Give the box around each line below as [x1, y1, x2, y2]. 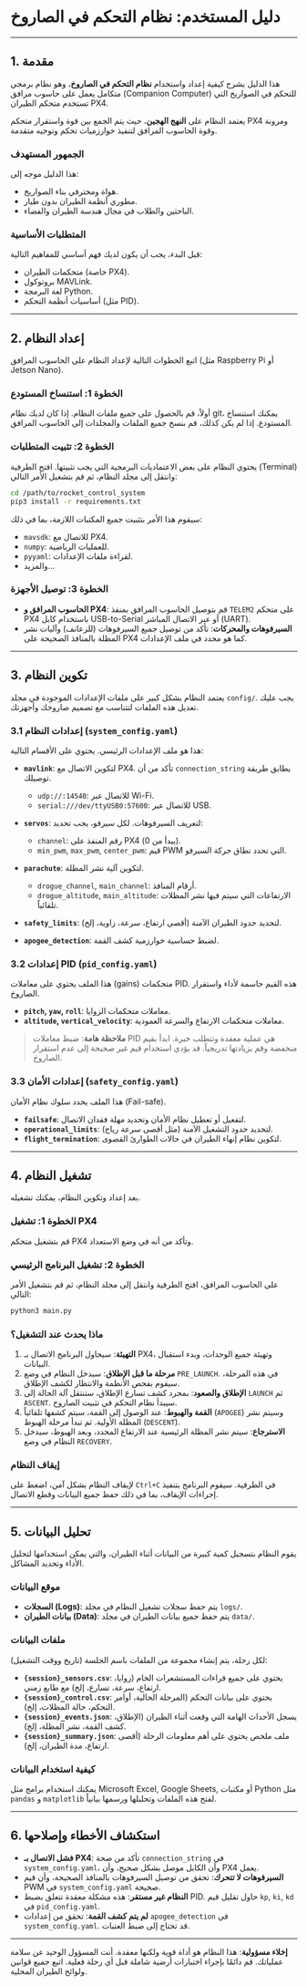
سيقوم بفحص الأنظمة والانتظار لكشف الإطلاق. [23, 1378, 180, 1389]
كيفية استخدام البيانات [10, 1763, 96, 1775]
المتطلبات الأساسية [10, 228, 86, 241]
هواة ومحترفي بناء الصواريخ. [23, 186, 119, 197]
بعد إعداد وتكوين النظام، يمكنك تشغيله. [10, 1192, 141, 1203]
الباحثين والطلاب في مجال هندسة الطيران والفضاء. [23, 205, 195, 216]
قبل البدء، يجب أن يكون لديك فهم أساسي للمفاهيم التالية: [10, 249, 203, 260]
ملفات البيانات [10, 1634, 67, 1647]
